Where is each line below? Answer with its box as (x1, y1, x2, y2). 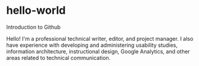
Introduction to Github (6, 23, 61, 31)
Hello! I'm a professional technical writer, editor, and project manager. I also (6, 35, 194, 42)
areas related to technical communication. (6, 54, 111, 61)
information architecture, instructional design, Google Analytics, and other (6, 47, 190, 55)
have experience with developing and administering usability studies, (6, 41, 178, 49)
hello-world (6, 4, 66, 17)
